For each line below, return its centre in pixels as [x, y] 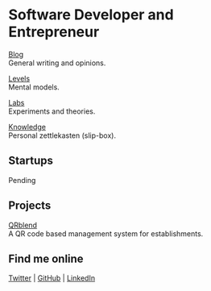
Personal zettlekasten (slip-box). [62, 135]
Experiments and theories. [52, 111]
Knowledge [27, 127]
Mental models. [34, 87]
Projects [30, 206]
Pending [22, 180]
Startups [31, 161]
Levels [19, 78]
